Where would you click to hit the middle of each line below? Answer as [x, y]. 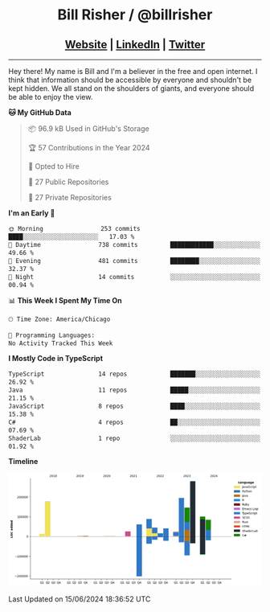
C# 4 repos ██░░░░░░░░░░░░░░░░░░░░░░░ [135, 422]
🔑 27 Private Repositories [70, 197]
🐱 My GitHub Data [40, 113]
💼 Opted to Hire [54, 166]
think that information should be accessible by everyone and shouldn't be [130, 80]
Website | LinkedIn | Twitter [135, 45]
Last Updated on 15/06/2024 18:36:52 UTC [80, 599]
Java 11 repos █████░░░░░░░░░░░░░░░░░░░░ [135, 390]
